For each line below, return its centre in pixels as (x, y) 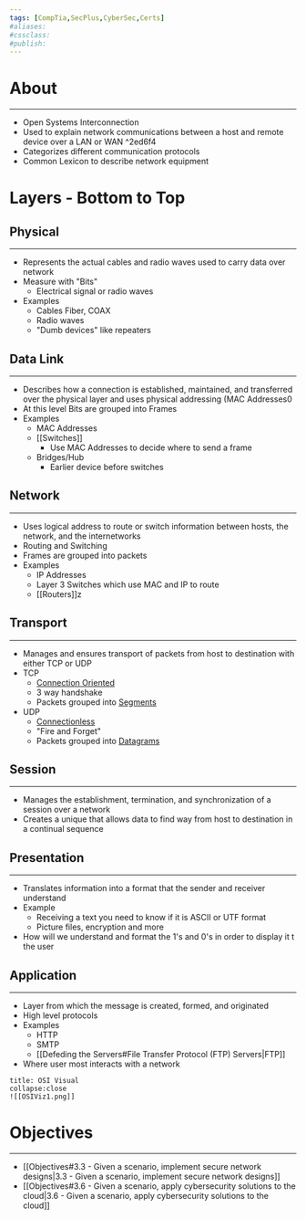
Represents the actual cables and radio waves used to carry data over (154, 262)
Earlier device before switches (107, 467)
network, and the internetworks (82, 536)
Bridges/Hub (60, 457)
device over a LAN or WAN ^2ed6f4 (89, 142)
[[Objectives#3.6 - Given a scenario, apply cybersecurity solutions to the (159, 1186)
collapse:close (38, 1089)
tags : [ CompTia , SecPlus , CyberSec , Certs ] (87, 18)
